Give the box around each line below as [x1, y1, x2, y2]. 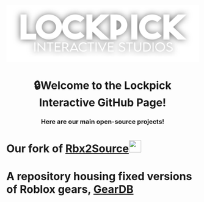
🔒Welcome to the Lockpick [33, 78, 172, 92]
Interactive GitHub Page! [38, 96, 167, 110]
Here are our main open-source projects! [40, 117, 165, 126]
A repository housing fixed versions [6, 170, 192, 184]
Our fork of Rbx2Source [6, 142, 129, 156]
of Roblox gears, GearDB [6, 183, 134, 197]
